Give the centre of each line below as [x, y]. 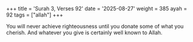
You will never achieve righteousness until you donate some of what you [95, 26]
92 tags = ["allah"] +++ [35, 15]
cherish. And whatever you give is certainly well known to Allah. [84, 33]
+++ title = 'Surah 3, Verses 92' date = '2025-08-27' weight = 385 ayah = [97, 9]
